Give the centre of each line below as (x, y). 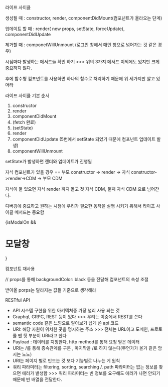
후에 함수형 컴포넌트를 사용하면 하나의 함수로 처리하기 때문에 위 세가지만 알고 (80, 79)
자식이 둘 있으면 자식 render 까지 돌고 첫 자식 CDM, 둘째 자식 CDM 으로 (76, 189)
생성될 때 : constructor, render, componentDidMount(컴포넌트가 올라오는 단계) (84, 18)
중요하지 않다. (19, 68)
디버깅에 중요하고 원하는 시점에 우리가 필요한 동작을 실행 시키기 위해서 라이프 (80, 206)
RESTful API (18, 300)
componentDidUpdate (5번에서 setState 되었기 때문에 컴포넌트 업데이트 (84, 139)
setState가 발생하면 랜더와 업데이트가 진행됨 (49, 161)
